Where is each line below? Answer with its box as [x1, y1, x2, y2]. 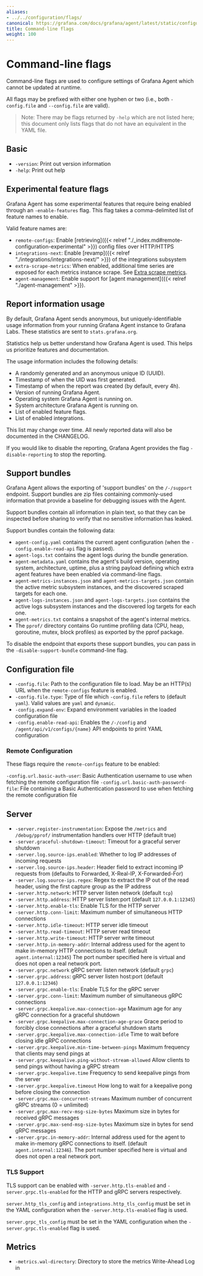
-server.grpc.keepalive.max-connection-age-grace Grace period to [14, 1018, 183, 1025]
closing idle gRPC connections [14, 1037, 92, 1044]
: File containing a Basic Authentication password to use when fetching [17, 785, 194, 792]
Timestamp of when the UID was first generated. [14, 376, 137, 383]
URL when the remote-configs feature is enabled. [14, 687, 138, 694]
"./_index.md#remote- [127, 236, 183, 244]
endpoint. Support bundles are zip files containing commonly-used [6, 490, 173, 498]
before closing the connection [14, 1089, 90, 1096]
